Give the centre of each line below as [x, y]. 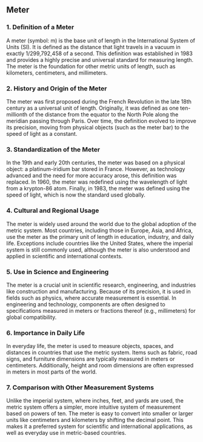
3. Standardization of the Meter [53, 149]
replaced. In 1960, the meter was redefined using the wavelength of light [97, 182]
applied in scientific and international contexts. [65, 256]
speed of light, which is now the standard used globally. [76, 195]
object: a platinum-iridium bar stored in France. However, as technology [96, 169]
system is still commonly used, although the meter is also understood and [98, 249]
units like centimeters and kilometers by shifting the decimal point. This [95, 420]
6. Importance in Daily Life [45, 333]
